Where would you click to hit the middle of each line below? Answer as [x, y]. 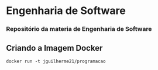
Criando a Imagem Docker [54, 48]
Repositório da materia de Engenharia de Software [79, 29]
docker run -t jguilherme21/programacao [56, 61]
